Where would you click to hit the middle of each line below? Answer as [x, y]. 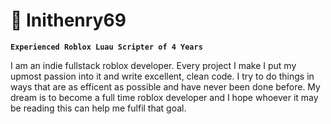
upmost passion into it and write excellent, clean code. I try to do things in [162, 76]
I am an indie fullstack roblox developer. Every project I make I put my [153, 65]
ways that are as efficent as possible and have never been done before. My [165, 86]
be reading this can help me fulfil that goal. [98, 108]
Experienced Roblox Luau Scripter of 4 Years [106, 47]
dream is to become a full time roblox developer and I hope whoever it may [164, 97]
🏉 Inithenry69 [68, 20]
